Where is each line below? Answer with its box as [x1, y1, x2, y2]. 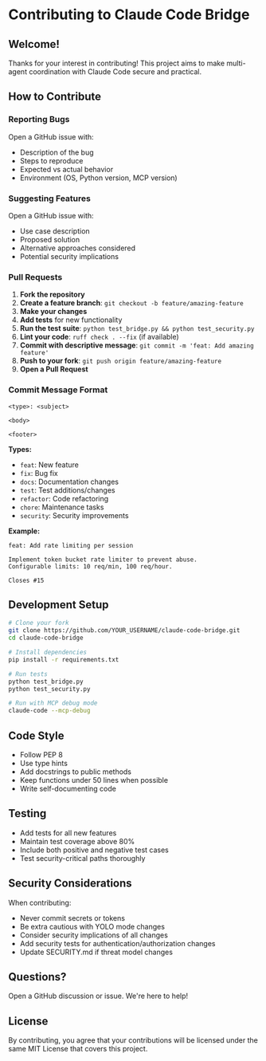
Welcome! [8, 37, 60, 51]
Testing [8, 807, 47, 820]
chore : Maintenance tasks [19, 502, 104, 512]
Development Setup [8, 598, 109, 611]
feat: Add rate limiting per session [8, 541, 134, 549]
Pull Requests [8, 271, 63, 282]
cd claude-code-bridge [8, 634, 84, 642]
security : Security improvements [19, 510, 129, 520]
